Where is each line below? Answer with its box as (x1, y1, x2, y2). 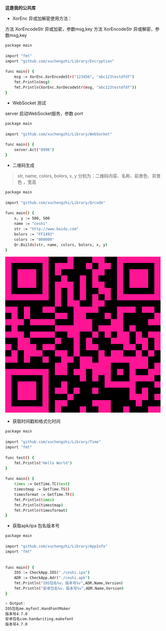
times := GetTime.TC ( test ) (14, 481, 70, 487)
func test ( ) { (5, 455, 35, 460)
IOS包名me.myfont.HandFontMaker (5, 606, 71, 611)
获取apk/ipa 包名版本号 (12, 523, 60, 529)
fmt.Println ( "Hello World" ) (14, 460, 72, 465)
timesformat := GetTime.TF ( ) (14, 492, 75, 497)
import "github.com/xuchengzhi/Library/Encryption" (5, 58, 114, 64)
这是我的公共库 (5, 5, 36, 10)
